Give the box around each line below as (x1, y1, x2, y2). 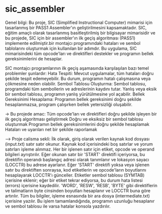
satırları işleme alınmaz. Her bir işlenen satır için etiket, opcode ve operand (5, 146, 155, 152)
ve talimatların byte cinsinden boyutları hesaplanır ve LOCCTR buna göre (5, 188, 151, 194)
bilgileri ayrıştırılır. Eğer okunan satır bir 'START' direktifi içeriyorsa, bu (5, 151, 145, 157)
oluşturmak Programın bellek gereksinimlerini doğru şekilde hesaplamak (5, 121, 150, 127)
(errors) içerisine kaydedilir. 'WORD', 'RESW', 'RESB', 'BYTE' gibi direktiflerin (5, 182, 158, 188)
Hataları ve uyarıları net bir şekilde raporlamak (5, 126, 97, 132)
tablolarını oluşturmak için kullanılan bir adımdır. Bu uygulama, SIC (5, 45, 137, 51)
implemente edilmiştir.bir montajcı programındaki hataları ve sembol (5, 40, 141, 46)
